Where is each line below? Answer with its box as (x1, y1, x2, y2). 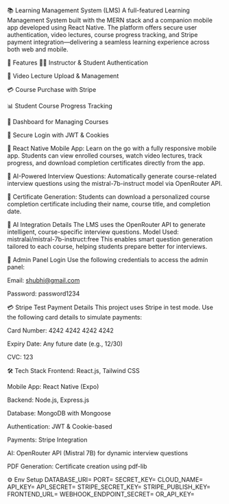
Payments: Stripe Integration (7, 435, 88, 444)
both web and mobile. (7, 45, 69, 53)
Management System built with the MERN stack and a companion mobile (7, 16, 213, 24)
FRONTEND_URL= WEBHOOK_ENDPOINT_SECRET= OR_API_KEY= (7, 490, 195, 498)
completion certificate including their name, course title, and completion (7, 200, 210, 208)
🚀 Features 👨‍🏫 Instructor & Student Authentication (7, 58, 149, 67)
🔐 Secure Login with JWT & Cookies (7, 131, 110, 139)
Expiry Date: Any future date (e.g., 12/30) (7, 339, 123, 348)
